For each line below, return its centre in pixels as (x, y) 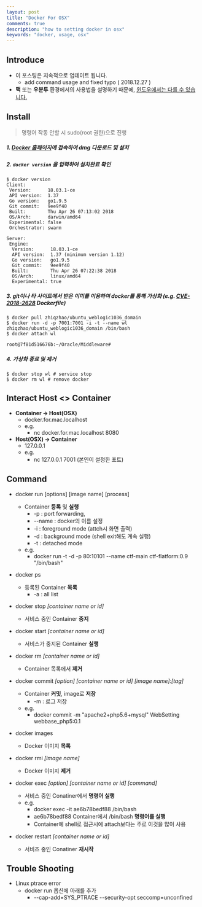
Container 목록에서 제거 (53, 668)
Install (18, 117)
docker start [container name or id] (60, 631)
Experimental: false (35, 223)
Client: (16, 185)
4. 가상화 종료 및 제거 (31, 359)
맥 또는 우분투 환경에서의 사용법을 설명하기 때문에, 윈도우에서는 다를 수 (99, 89)
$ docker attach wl (31, 334)
